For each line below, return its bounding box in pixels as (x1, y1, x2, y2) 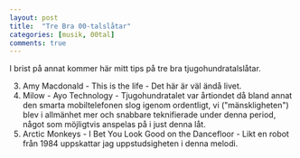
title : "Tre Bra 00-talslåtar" (9, 22, 131, 31)
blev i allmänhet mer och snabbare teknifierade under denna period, (22, 109, 277, 120)
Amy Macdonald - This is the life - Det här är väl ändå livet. (22, 80, 242, 91)
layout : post (9, 13, 59, 23)
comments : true (9, 38, 67, 48)
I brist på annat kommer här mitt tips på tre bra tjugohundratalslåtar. (9, 63, 262, 74)
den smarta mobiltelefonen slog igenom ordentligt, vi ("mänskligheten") (22, 100, 289, 111)
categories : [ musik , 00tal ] (9, 30, 116, 39)
